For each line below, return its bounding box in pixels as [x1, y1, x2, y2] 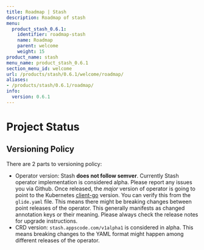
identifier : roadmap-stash [17, 32, 86, 38]
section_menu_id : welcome [6, 65, 72, 72]
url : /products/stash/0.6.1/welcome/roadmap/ [6, 71, 124, 77]
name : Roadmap [17, 37, 53, 43]
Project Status [6, 120, 80, 134]
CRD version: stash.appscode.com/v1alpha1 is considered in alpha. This [15, 223, 194, 231]
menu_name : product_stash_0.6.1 [6, 60, 88, 66]
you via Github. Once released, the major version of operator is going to [15, 185, 196, 192]
